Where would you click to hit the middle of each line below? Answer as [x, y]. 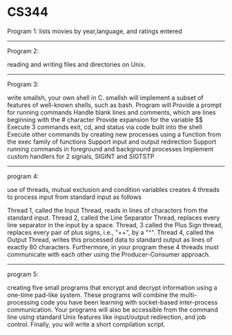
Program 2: [23, 51]
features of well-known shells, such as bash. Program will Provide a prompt [115, 105]
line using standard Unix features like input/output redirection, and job [107, 317]
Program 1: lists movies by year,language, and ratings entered [95, 31]
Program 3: [23, 84]
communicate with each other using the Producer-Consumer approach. [109, 254]
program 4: [23, 176]
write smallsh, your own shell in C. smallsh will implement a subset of [105, 97]
